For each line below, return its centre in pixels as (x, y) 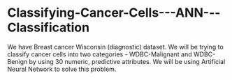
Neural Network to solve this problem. (62, 69)
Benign (17, 61)
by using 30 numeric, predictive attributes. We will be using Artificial (127, 61)
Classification (48, 27)
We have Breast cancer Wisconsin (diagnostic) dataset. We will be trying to (115, 47)
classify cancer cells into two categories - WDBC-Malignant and (100, 54)
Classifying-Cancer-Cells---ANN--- (114, 13)
